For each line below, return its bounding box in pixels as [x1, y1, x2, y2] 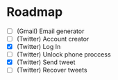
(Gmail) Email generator [16, 27, 85, 35]
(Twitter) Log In [16, 43, 61, 51]
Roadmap [6, 4, 63, 20]
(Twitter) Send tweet [16, 58, 76, 66]
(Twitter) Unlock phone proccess [16, 50, 112, 59]
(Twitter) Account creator [16, 35, 90, 43]
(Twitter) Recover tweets [16, 66, 87, 74]
